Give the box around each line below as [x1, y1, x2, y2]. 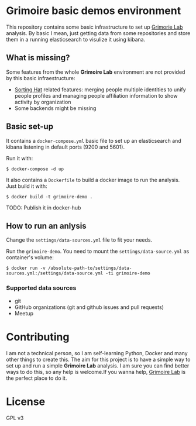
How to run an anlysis [6, 221, 87, 231]
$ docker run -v [6, 265, 46, 272]
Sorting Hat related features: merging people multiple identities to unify [14, 86, 186, 93]
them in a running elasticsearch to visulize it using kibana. [6, 36, 146, 43]
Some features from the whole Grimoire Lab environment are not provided [6, 68, 185, 75]
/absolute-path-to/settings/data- [47, 265, 132, 272]
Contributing [6, 330, 70, 343]
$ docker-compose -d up [6, 166, 64, 172]
